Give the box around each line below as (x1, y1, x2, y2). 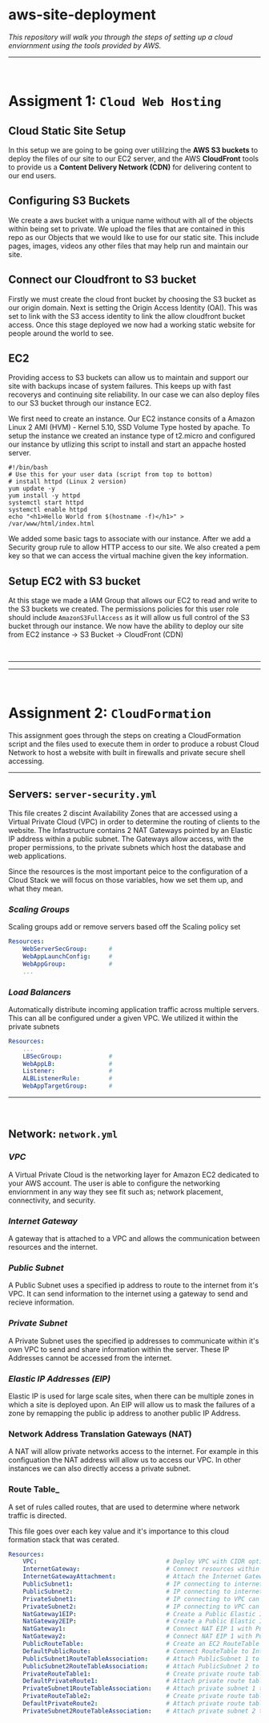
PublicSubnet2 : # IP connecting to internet (22, 1587, 263, 1595)
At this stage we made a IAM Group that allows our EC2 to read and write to (8, 596, 258, 606)
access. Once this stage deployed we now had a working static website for (8, 320, 256, 329)
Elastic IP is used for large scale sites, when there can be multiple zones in (8, 1391, 255, 1401)
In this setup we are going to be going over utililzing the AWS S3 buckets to (8, 145, 259, 154)
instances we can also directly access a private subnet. (8, 1464, 191, 1473)
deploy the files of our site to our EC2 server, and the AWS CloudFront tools (8, 153, 259, 163)
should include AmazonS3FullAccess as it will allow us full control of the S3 (8, 613, 250, 623)
